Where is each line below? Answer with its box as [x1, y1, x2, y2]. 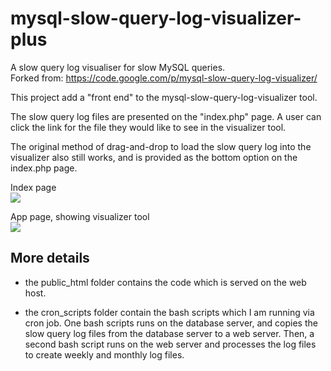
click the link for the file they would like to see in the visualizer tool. [10, 121, 287, 133]
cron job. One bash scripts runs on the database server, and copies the [24, 317, 318, 329]
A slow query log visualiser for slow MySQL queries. [10, 61, 226, 73]
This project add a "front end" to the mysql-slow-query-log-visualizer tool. [10, 91, 318, 103]
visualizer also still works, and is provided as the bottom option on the [10, 151, 298, 163]
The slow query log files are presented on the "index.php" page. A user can [10, 110, 322, 122]
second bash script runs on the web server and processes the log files [24, 338, 317, 350]
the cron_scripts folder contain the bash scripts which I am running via [24, 306, 315, 318]
